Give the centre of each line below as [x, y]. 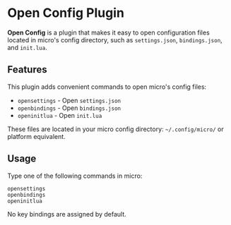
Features [27, 69]
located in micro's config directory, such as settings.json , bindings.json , [115, 39]
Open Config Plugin [66, 13]
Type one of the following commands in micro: [75, 176]
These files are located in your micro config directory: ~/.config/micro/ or [115, 129]
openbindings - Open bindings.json [69, 108]
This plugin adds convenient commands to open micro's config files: [107, 87]
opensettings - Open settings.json [69, 100]
